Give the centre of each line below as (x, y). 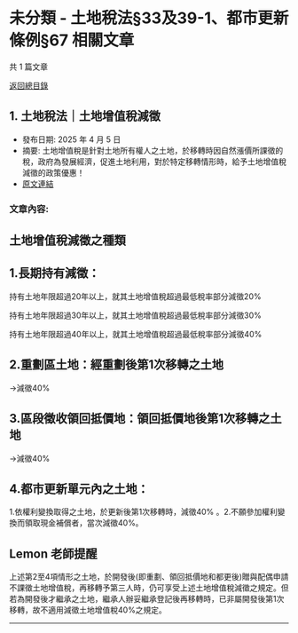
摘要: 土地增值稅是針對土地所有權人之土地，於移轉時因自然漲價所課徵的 (153, 150)
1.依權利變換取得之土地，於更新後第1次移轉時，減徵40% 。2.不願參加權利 (143, 512)
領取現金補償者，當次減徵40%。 (84, 523)
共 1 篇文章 (29, 67)
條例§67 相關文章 (72, 40)
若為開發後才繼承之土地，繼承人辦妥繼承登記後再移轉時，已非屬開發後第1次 (147, 599)
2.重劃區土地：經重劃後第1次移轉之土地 (117, 365)
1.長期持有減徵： (55, 273)
